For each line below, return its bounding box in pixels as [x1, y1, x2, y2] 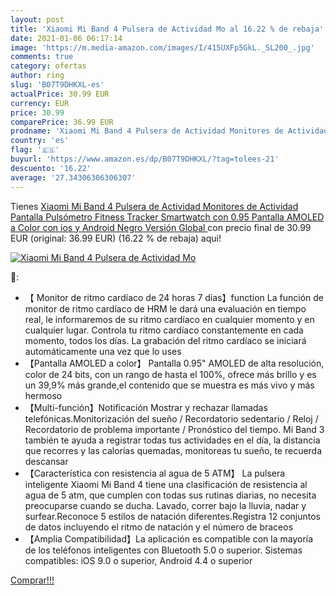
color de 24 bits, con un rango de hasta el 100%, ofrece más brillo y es [24, 368, 317, 380]
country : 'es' [10, 136, 70, 146]
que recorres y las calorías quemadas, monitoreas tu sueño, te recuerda [24, 444, 323, 456]
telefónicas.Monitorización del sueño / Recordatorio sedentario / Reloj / [24, 412, 319, 425]
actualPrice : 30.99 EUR [10, 89, 110, 99]
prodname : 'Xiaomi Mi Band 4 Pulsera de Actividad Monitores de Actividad [10, 126, 329, 136]
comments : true [10, 52, 74, 62]
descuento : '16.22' [10, 163, 92, 173]
